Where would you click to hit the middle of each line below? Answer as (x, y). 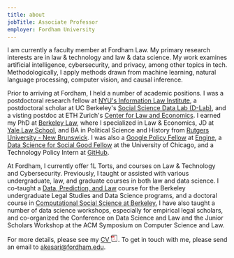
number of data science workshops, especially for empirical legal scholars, (115, 211)
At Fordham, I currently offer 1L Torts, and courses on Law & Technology (111, 166)
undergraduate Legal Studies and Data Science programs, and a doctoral (112, 196)
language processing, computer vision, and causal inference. (95, 79)
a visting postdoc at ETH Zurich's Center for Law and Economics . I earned (114, 116)
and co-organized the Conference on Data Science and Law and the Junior (115, 218)
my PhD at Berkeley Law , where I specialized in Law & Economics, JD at (111, 123)
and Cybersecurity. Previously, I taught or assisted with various (98, 174)
